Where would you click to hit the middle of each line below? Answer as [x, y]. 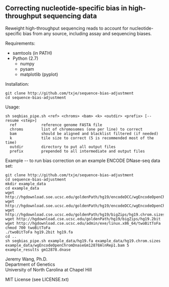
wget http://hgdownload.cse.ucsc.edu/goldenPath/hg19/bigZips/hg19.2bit [83, 219]
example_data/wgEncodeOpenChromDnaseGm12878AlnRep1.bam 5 [67, 245]
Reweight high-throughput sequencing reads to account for [67, 28]
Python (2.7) [25, 58]
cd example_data [22, 188]
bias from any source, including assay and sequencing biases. [87, 33]
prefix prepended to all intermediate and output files [77, 151]
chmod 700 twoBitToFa [28, 228]
